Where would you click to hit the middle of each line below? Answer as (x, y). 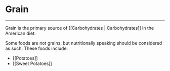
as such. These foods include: (37, 48)
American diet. (20, 33)
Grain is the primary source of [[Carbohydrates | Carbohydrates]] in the (80, 28)
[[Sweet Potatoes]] (32, 63)
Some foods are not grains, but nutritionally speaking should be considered (84, 43)
